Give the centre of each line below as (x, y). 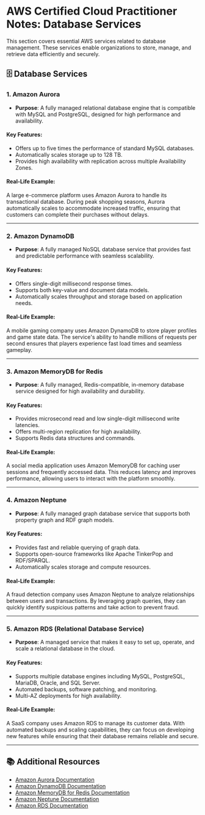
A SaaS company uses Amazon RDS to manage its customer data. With (95, 723)
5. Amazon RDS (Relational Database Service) (75, 629)
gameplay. (19, 350)
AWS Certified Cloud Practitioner (92, 11)
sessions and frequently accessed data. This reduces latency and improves (101, 472)
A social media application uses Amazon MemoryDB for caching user (93, 465)
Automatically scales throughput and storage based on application (99, 296)
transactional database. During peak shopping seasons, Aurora (86, 202)
